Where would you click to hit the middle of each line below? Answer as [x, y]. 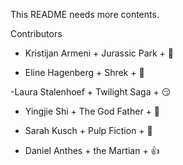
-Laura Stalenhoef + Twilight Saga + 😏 [91, 92]
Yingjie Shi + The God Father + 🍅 [92, 111]
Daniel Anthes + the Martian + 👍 [92, 150]
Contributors [36, 33]
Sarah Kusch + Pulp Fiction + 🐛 [88, 130]
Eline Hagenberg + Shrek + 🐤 [84, 72]
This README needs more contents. [85, 14]
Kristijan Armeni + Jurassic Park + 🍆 [99, 53]
